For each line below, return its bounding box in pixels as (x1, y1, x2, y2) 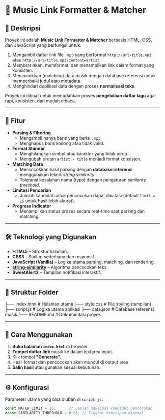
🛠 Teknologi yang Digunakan (5, 233, 97, 241)
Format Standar (12, 145, 45, 151)
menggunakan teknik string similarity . (19, 172, 96, 178)
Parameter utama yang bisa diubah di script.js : (5, 396, 103, 402)
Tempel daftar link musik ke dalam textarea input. (12, 349, 113, 355)
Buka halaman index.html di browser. (12, 344, 89, 350)
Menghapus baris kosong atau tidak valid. (19, 140, 105, 146)
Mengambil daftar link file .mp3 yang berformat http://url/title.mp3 (12, 52, 152, 58)
